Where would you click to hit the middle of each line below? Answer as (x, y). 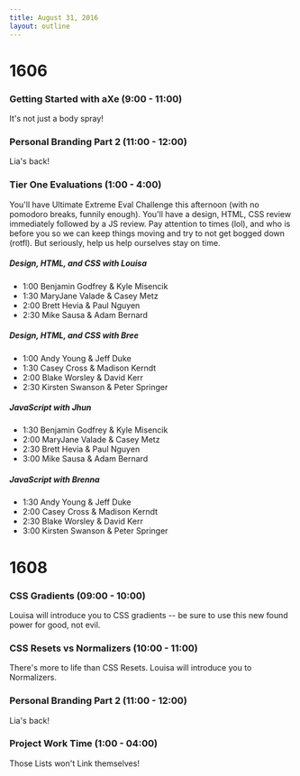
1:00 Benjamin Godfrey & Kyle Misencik (95, 286)
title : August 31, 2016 (54, 18)
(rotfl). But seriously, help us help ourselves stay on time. (115, 242)
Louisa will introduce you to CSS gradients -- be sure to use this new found (149, 615)
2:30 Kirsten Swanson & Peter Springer (95, 387)
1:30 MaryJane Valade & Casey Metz (91, 296)
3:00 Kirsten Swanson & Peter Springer (95, 531)
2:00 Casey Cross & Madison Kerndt (90, 512)
